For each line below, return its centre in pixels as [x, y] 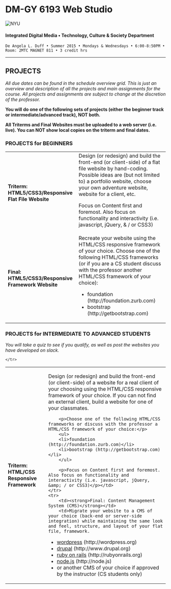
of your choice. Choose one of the [119, 251]
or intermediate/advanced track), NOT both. [53, 115]
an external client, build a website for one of [101, 402]
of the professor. [23, 99]
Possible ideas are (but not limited [119, 175]
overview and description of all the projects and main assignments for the [83, 88]
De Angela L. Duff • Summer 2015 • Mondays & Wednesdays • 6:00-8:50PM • [85, 46]
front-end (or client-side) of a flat [119, 162]
